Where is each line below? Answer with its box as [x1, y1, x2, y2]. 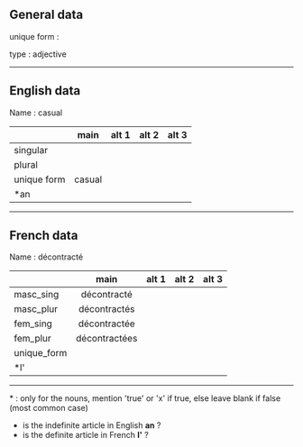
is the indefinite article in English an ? [22, 420, 161, 431]
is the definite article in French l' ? [22, 430, 149, 441]
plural [14, 158, 39, 170]
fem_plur [14, 333, 51, 345]
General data [9, 7, 84, 23]
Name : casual [9, 107, 63, 118]
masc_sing [14, 288, 60, 301]
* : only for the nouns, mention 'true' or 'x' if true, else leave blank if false [9, 393, 281, 404]
